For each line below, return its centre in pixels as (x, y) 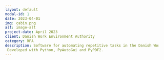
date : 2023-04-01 (23, 18)
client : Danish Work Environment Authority (50, 37)
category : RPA (20, 41)
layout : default (21, 9)
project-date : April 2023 (31, 32)
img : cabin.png (20, 23)
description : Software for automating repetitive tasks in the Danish (78, 45)
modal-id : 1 (17, 14)
